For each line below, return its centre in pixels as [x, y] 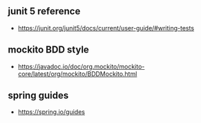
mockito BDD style [48, 50]
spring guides [38, 96]
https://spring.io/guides [51, 112]
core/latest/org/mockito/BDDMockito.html [77, 74]
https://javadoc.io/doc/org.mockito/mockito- [81, 66]
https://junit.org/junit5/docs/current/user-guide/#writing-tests [106, 28]
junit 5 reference [44, 11]
